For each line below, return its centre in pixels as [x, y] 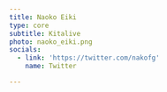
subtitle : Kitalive [45, 33]
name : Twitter [51, 67]
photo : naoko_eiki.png [51, 42]
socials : [25, 50]
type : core [29, 25]
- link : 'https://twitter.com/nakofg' [89, 58]
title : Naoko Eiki [43, 17]
